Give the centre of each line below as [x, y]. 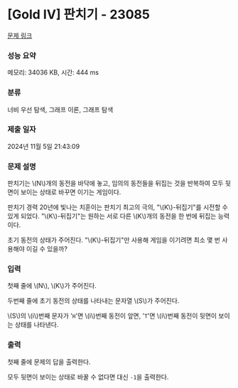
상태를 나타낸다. [37, 325]
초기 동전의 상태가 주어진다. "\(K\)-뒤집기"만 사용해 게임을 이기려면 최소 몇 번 [114, 240]
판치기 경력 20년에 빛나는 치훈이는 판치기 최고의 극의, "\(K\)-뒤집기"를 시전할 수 [118, 207]
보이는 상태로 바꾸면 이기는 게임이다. [71, 192]
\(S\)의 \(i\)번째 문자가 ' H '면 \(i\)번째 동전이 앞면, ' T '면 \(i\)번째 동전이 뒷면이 [112, 316]
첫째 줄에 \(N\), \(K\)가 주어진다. [52, 286]
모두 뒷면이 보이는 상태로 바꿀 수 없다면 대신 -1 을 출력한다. [88, 377]
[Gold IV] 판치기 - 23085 [79, 15]
